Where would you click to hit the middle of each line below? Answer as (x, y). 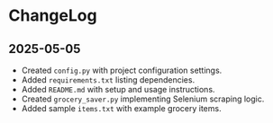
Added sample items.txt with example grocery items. (121, 108)
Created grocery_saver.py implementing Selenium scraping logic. (143, 99)
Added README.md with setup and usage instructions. (118, 89)
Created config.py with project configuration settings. (122, 70)
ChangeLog (53, 16)
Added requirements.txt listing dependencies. (108, 80)
